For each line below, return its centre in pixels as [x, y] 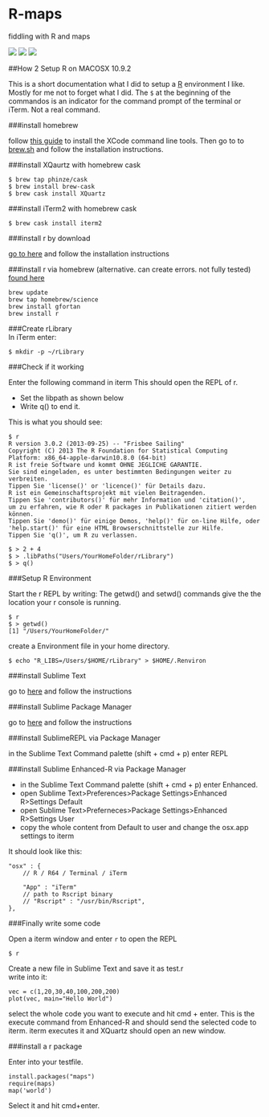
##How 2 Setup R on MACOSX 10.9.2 [70, 68]
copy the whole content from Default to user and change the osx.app [134, 827]
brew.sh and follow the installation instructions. [86, 149]
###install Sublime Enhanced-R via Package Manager [97, 769]
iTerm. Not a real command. [54, 109]
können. [21, 514]
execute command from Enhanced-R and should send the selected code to [132, 1022]
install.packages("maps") [51, 1076]
